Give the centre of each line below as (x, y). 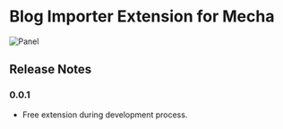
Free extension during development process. (105, 115)
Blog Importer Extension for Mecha (142, 17)
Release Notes (51, 69)
